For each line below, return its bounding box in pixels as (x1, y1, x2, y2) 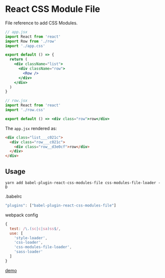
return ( (9, 57, 28, 62)
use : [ (9, 231, 23, 236)
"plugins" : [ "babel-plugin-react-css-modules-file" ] (5, 203, 116, 208)
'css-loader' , (14, 240, 43, 245)
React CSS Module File (5, 3, 101, 15)
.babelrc (5, 194, 22, 199)
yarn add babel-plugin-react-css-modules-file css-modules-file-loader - (5, 180, 161, 185)
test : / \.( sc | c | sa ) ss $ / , (9, 226, 61, 231)
